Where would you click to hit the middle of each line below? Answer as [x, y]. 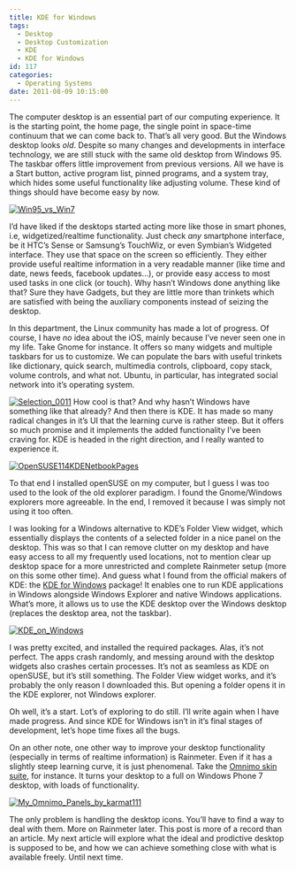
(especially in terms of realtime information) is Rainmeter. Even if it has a [140, 757]
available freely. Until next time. [66, 857]
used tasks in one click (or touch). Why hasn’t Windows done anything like [145, 282]
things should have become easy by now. [85, 192]
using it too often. [41, 511]
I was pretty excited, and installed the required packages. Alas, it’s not [137, 647]
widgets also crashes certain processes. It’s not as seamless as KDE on [139, 666]
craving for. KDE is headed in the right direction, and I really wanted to [137, 439]
